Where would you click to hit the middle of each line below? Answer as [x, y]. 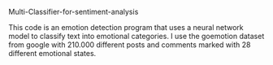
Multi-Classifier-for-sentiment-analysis [74, 12]
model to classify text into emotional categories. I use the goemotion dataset [136, 36]
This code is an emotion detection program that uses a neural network [126, 27]
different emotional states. [52, 53]
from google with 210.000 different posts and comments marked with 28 [130, 45]
